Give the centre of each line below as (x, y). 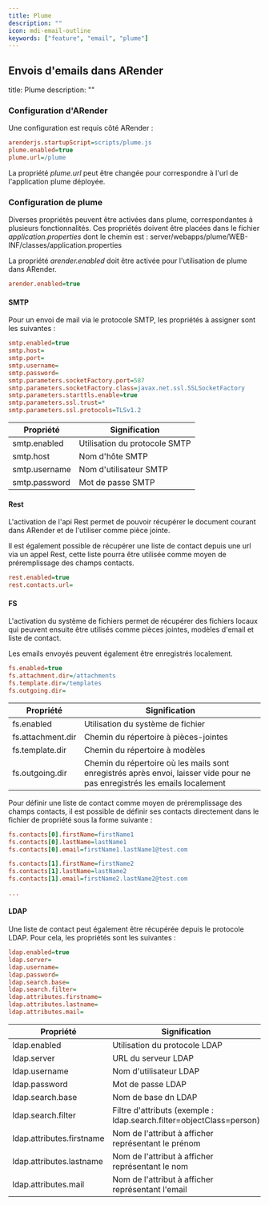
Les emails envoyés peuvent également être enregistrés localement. (121, 653)
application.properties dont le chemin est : (78, 237)
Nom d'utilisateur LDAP (156, 1071)
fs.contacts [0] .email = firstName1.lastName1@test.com (98, 849)
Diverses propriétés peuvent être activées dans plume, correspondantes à (131, 220)
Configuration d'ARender (58, 111)
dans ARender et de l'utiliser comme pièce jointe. (89, 531)
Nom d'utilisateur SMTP (123, 470)
